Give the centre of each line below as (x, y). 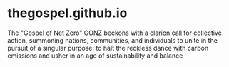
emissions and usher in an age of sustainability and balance (95, 56)
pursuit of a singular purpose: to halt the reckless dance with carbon (108, 48)
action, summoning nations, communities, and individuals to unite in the (112, 40)
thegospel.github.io (67, 13)
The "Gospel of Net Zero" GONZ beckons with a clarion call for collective (115, 33)
